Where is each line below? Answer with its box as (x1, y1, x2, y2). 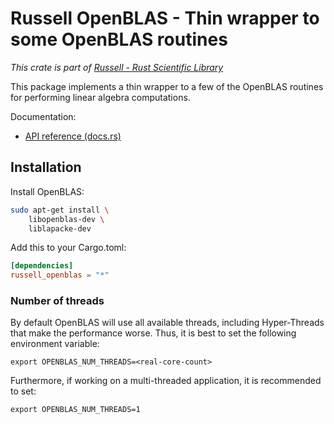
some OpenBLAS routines (10, 28, 228, 51)
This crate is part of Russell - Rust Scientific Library (10, 61, 224, 73)
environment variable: (10, 338, 100, 350)
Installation (10, 159, 82, 176)
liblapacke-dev (28, 223, 92, 234)
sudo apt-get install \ (10, 205, 110, 215)
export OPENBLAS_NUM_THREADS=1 (10, 405, 141, 415)
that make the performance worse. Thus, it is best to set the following (10, 327, 297, 339)
